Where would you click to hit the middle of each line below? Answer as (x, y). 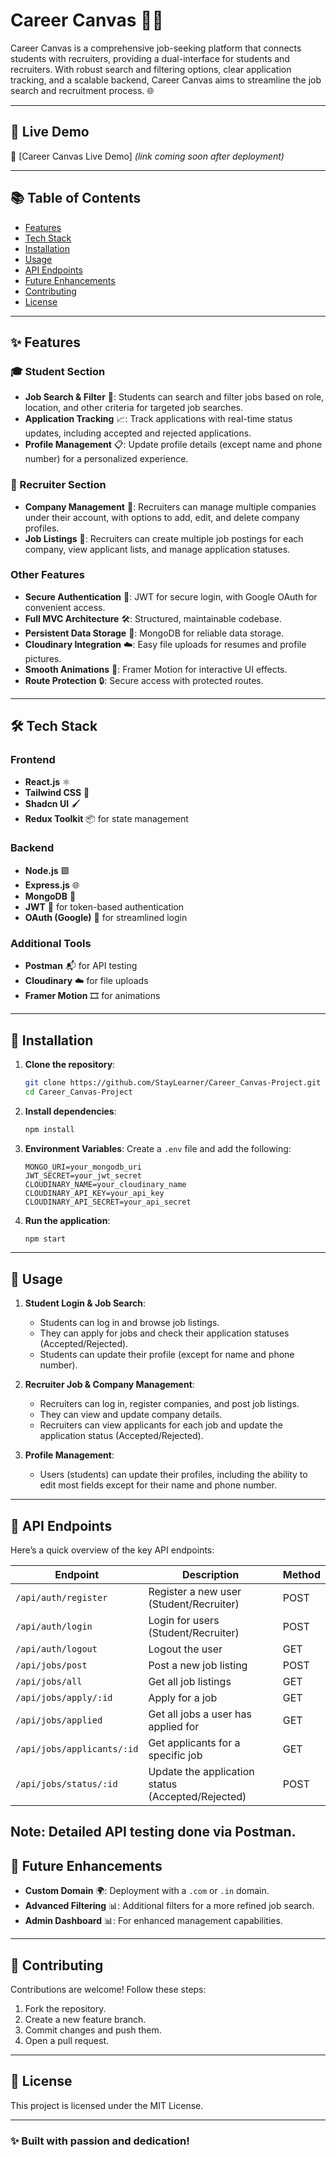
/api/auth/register (61, 1598)
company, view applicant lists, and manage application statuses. (157, 549)
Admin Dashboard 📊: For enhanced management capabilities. (153, 1921)
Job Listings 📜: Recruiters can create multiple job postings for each (164, 538)
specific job (175, 1756)
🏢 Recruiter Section (58, 485)
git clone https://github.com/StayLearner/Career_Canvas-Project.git (173, 1082)
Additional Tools (51, 943)
